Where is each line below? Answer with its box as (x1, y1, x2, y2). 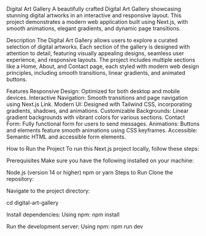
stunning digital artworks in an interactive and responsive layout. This (6, 12, 182, 19)
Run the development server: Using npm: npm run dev (6, 223, 143, 230)
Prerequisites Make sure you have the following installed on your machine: (6, 157, 194, 164)
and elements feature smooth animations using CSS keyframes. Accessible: (6, 127, 198, 134)
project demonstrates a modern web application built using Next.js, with (6, 18, 188, 25)
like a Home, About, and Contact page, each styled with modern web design (6, 63, 199, 70)
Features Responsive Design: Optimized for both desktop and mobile (6, 88, 180, 94)
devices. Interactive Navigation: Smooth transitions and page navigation (6, 94, 188, 101)
